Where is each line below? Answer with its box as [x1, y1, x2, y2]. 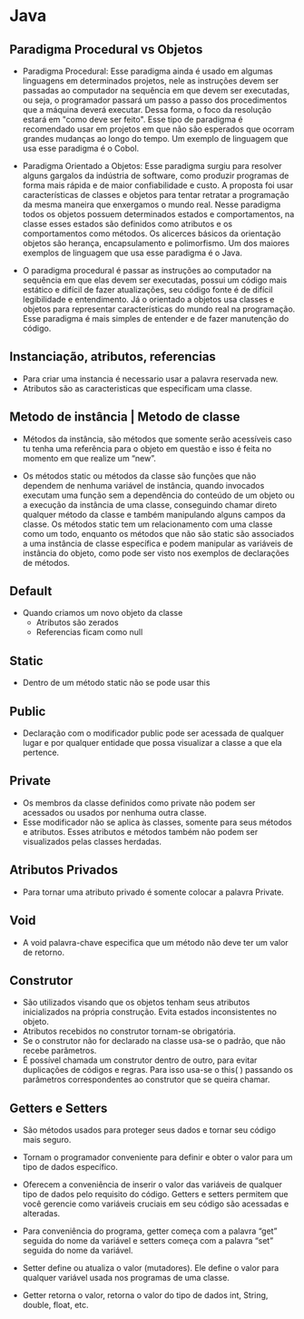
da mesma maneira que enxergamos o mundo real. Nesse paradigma [22, 199, 281, 210]
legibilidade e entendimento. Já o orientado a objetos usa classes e [22, 294, 275, 304]
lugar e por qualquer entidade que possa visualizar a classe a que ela [22, 738, 283, 749]
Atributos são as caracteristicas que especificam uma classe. [22, 382, 252, 393]
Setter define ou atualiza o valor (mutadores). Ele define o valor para [22, 1263, 279, 1274]
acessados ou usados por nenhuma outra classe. [22, 807, 207, 818]
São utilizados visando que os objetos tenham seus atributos [22, 997, 250, 1008]
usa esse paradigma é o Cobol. [22, 143, 140, 154]
